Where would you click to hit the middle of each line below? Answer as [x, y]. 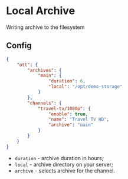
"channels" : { [45, 103]
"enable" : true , [68, 114]
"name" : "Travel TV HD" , [79, 120]
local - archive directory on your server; [64, 164]
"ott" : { [27, 65]
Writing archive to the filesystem [45, 27]
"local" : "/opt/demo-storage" [85, 87]
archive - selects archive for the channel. [65, 170]
